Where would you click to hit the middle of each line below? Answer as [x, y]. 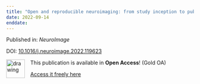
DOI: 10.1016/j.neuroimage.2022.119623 [54, 51]
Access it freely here [56, 74]
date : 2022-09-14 [28, 17]
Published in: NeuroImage [38, 40]
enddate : [17, 23]
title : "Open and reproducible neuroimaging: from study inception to [96, 12]
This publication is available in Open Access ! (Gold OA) [98, 63]
